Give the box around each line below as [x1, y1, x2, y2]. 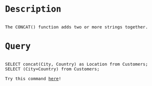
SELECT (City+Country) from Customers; [5, 66, 100, 72]
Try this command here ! [5, 76, 61, 81]
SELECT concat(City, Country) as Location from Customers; [5, 61, 149, 67]
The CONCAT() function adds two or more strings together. [5, 24, 149, 29]
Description [5, 4, 61, 14]
